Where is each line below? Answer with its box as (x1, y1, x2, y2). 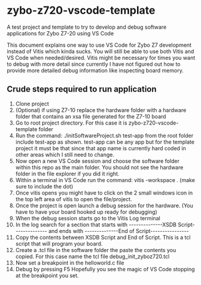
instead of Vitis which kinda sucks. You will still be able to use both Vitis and (7, 47, 194, 54)
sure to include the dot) (15, 183, 74, 190)
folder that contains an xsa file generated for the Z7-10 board (15, 113, 166, 120)
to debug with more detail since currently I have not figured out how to (7, 60, 181, 68)
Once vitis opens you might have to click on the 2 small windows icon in (15, 189, 193, 196)
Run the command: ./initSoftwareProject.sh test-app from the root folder (15, 132, 194, 139)
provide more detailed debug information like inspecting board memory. (7, 66, 184, 74)
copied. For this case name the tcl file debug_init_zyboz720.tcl (15, 253, 170, 260)
